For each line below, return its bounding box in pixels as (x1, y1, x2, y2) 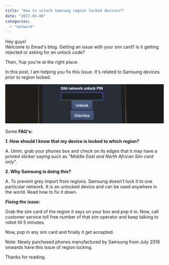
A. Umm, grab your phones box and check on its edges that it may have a (5, 148, 157, 154)
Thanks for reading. (5, 254, 46, 260)
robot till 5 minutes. (5, 220, 45, 226)
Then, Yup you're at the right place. (5, 59, 79, 65)
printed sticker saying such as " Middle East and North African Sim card (5, 153, 154, 160)
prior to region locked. (5, 74, 51, 80)
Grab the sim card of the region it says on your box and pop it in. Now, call (5, 208, 159, 215)
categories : (5, 19, 30, 24)
